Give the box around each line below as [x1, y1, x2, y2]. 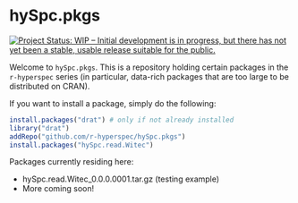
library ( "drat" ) [9, 123, 70, 132]
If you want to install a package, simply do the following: [9, 97, 217, 108]
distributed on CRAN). [9, 80, 90, 91]
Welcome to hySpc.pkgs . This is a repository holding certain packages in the [9, 62, 289, 72]
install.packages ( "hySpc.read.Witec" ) [9, 140, 154, 149]
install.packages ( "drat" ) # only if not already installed [9, 115, 234, 124]
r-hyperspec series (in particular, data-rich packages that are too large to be [9, 71, 289, 81]
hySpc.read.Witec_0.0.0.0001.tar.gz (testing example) [21, 173, 220, 184]
